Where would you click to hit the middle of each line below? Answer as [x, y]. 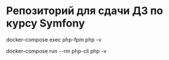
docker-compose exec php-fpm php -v [54, 39]
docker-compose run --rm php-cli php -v [56, 51]
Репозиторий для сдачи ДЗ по [85, 11]
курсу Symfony [45, 23]
